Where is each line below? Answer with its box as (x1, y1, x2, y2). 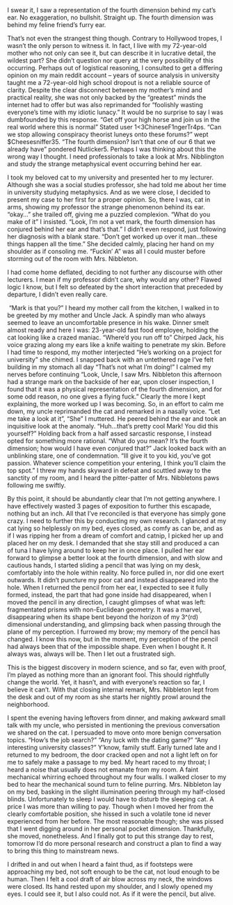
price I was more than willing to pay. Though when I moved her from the (7, 803, 214, 810)
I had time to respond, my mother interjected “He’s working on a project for (7, 348, 223, 356)
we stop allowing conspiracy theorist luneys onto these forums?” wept (7, 130, 209, 138)
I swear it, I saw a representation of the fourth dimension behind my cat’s (7, 6, 216, 14)
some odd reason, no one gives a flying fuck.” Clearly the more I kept (7, 392, 206, 401)
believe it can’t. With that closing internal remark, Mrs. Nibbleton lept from (7, 685, 219, 694)
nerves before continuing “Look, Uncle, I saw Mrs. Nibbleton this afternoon (7, 370, 223, 378)
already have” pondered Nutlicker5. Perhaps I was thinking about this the (7, 145, 217, 153)
